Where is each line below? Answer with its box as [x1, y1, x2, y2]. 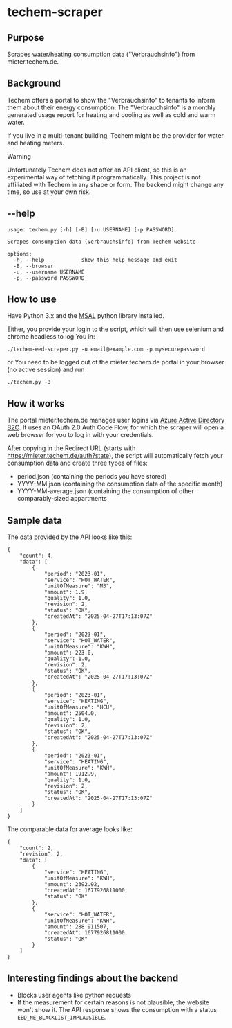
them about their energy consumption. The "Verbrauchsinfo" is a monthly [7, 103, 216, 112]
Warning [7, 152, 31, 160]
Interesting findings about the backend [7, 973, 179, 984]
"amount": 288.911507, [43, 923, 110, 930]
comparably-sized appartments [17, 495, 107, 503]
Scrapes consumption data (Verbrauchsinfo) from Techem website [7, 238, 196, 245]
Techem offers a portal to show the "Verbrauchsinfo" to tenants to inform [7, 96, 215, 104]
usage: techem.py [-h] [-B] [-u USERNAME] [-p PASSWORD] [7, 226, 175, 233]
